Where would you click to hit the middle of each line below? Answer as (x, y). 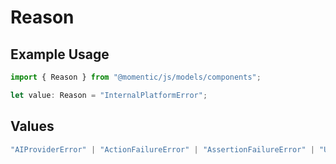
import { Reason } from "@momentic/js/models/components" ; (136, 77)
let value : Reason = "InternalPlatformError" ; (109, 95)
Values (32, 126)
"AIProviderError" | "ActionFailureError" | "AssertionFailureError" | (162, 149)
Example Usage (60, 54)
